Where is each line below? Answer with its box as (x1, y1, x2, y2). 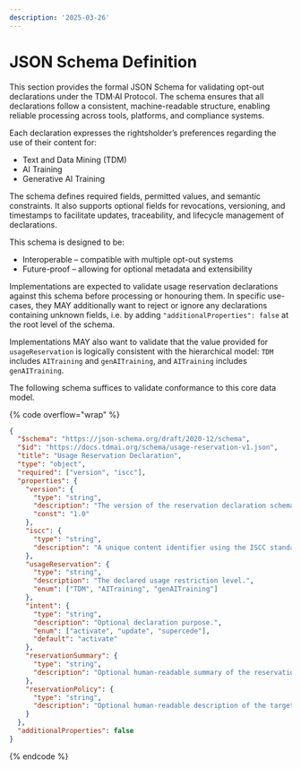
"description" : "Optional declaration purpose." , (32, 618, 222, 627)
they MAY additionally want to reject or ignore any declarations (35, 299, 268, 310)
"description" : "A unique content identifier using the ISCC (32, 543, 267, 552)
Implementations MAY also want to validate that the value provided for (9, 336, 269, 347)
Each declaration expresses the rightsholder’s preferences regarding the (9, 127, 277, 138)
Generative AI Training (21, 173, 106, 184)
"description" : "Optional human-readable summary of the (32, 668, 251, 677)
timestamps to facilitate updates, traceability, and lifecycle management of (9, 210, 285, 220)
